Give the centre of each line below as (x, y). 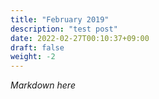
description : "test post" (64, 29)
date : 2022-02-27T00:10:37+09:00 (80, 38)
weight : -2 (33, 57)
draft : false (37, 47)
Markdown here (43, 85)
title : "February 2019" (60, 19)
